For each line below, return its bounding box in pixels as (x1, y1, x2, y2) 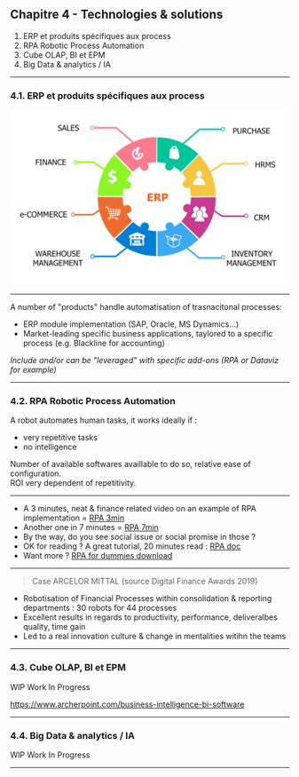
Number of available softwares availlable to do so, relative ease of (10, 459, 251, 470)
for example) (10, 364, 57, 376)
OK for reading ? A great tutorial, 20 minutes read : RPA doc (22, 541, 241, 551)
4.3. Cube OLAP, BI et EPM (10, 662, 127, 674)
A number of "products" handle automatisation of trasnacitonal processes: (10, 302, 282, 313)
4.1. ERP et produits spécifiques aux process (10, 89, 205, 101)
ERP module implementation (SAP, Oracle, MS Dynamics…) (22, 319, 240, 329)
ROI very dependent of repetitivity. (10, 478, 137, 488)
